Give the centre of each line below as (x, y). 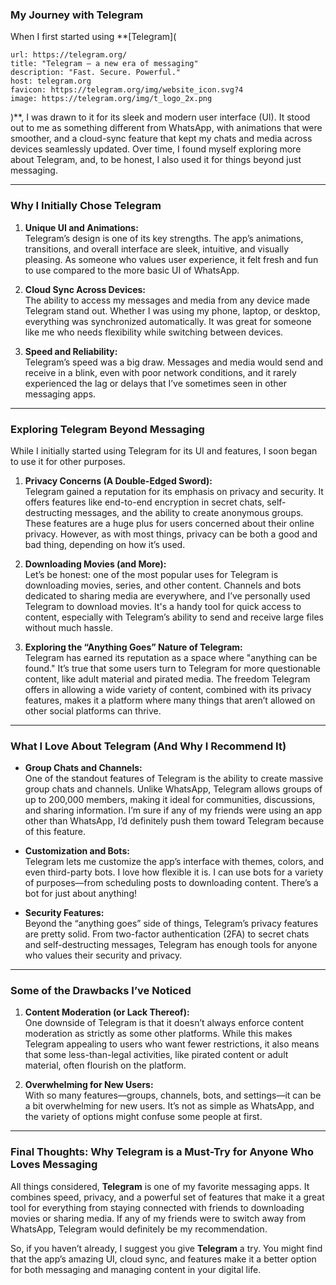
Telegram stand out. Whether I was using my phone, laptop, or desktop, (172, 310)
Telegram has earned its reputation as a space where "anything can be (171, 657)
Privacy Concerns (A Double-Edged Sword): (118, 480)
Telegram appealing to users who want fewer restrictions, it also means (172, 1044)
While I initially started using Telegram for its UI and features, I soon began (164, 450)
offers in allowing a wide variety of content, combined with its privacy (168, 689)
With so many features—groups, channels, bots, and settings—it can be (173, 1095)
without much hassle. (68, 627)
